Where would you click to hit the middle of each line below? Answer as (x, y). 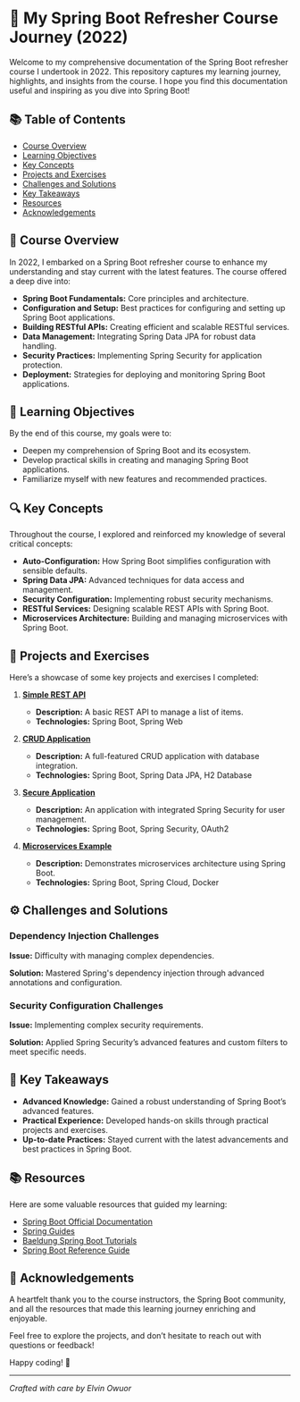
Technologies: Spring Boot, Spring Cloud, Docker (127, 883)
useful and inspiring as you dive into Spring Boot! (100, 90)
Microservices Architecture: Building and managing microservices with (155, 618)
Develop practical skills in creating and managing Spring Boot (135, 460)
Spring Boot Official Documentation (87, 1221)
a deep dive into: (40, 281)
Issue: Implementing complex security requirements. (106, 1025)
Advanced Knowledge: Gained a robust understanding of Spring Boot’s (154, 1101)
